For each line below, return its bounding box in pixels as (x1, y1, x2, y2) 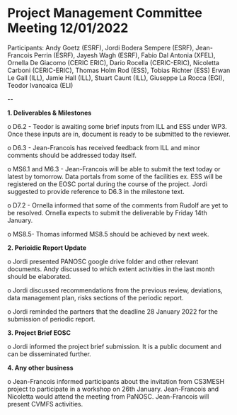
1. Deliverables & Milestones (7, 108, 92, 117)
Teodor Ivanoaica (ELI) (7, 81, 74, 89)
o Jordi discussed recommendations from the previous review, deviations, (7, 285, 223, 295)
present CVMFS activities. (7, 399, 83, 408)
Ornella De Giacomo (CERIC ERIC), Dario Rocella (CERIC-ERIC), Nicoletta (7, 58, 219, 67)
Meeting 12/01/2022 (7, 20, 129, 36)
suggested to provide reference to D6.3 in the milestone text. (7, 187, 185, 195)
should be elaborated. (7, 272, 71, 280)
